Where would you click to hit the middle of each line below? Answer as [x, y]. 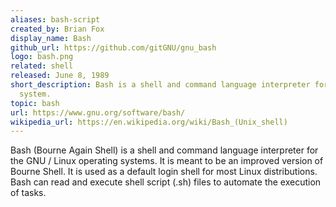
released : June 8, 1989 [60, 76]
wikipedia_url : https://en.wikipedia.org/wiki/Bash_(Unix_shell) [149, 122]
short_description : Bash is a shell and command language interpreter [160, 85]
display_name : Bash [51, 38]
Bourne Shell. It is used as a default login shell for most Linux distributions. [164, 172]
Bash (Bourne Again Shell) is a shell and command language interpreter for [164, 150]
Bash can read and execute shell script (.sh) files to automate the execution [166, 182]
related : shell [42, 66]
